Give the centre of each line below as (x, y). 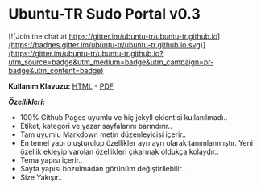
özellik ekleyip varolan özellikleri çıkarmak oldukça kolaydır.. (119, 151)
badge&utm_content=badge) (56, 70)
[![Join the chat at (38, 36)
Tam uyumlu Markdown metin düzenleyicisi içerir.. (103, 134)
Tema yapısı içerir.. (51, 160)
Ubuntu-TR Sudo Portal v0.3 (105, 14)
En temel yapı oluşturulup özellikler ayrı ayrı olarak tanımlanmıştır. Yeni (137, 142)
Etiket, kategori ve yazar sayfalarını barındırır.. (96, 126)
